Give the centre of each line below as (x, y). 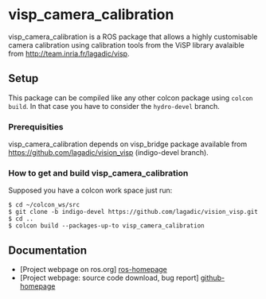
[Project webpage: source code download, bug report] (109, 278)
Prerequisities (36, 126)
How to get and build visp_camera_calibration (98, 173)
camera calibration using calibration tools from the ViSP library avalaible (126, 45)
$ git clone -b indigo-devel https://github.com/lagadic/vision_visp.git (133, 212)
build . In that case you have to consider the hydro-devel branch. (114, 106)
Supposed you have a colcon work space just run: (90, 190)
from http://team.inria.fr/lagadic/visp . (69, 53)
